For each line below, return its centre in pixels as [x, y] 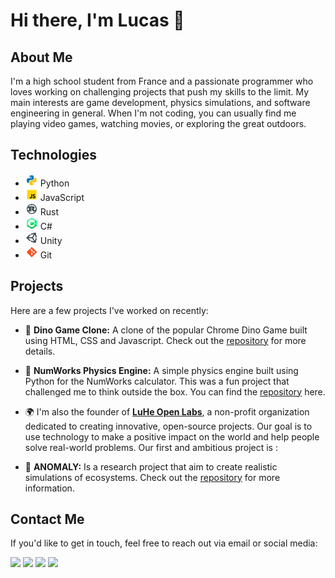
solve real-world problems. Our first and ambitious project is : [151, 447]
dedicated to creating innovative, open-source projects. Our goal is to [168, 426]
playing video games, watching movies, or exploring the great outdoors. [158, 123]
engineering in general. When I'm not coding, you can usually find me [153, 113]
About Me [41, 57]
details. [40, 351]
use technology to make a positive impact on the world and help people [172, 436]
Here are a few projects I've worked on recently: [109, 310]
